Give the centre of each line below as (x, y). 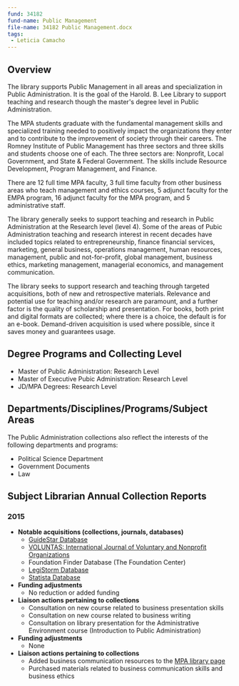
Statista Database (54, 577)
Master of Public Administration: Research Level (88, 371)
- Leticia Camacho (38, 41)
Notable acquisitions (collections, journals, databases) (101, 532)
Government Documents (54, 466)
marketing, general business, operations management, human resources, (115, 249)
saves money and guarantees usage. (61, 331)
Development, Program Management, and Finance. (82, 168)
